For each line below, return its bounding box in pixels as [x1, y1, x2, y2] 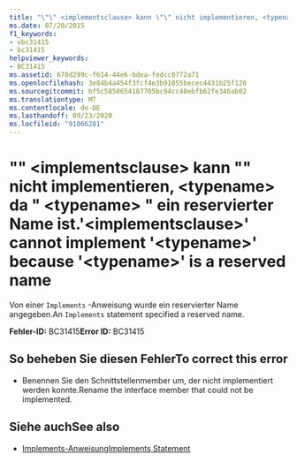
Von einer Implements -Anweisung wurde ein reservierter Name [9, 299, 239, 310]
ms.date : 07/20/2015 [9, 21, 86, 30]
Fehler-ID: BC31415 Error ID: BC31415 [9, 326, 145, 337]
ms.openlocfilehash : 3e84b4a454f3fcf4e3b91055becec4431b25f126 [9, 79, 247, 87]
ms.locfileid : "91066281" [9, 120, 104, 129]
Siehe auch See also [9, 420, 120, 435]
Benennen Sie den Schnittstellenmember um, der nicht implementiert [21, 375, 274, 385]
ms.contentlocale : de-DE [9, 103, 101, 112]
